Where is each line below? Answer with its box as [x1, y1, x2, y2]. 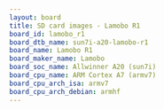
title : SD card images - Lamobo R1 [9, 21, 141, 30]
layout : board [9, 12, 62, 22]
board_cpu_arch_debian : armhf [9, 87, 121, 96]
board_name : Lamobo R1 [9, 46, 93, 55]
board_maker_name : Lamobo [9, 54, 105, 63]
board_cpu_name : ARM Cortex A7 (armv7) [9, 71, 157, 80]
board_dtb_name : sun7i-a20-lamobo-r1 [9, 37, 149, 47]
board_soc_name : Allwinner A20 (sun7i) [9, 63, 157, 72]
